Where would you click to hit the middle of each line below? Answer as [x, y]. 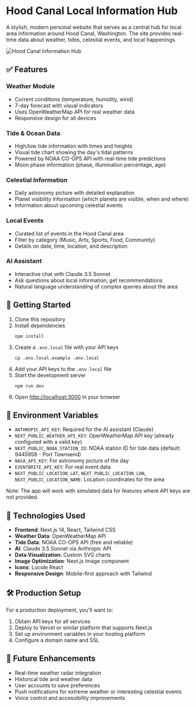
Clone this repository [40, 319]
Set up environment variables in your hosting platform [80, 634]
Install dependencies [40, 326]
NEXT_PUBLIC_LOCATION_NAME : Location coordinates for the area [89, 479]
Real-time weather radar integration [58, 673]
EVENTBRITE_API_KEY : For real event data [62, 467]
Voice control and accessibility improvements [70, 698]
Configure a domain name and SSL [57, 640]
